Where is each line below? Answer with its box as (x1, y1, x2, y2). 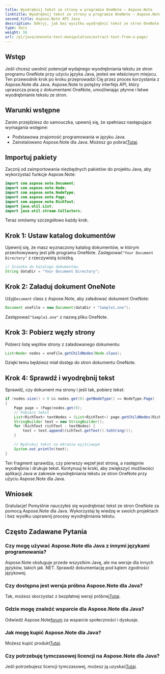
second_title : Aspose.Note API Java (5, 16, 80, 21)
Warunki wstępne (5, 106, 60, 114)
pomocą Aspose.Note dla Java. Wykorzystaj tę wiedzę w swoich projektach (5, 508, 159, 514)
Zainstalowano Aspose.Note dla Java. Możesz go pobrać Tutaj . (12, 139, 138, 145)
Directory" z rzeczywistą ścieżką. (5, 255, 75, 261)
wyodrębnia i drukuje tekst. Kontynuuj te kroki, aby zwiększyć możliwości (5, 465, 154, 471)
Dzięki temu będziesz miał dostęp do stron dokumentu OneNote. (5, 359, 136, 366)
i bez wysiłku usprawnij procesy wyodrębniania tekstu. (5, 513, 116, 519)
